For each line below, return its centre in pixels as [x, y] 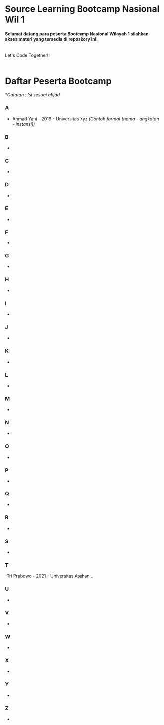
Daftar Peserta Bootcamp [58, 81]
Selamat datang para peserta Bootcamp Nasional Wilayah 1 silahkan [77, 34]
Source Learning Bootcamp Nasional [82, 9]
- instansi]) [24, 124]
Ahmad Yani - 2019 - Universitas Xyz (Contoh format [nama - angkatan [85, 119]
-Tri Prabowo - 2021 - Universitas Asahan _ [49, 576]
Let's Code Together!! [27, 55]
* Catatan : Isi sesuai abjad [33, 95]
